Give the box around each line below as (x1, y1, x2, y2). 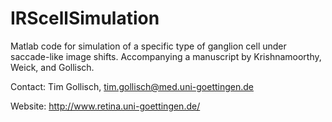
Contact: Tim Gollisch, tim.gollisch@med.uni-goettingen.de (10, 80, 255, 92)
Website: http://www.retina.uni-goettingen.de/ (10, 100, 201, 112)
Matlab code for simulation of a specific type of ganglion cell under (10, 40, 287, 52)
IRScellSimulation (10, 7, 160, 30)
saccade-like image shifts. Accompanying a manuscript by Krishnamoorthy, (10, 50, 322, 62)
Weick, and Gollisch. (10, 61, 95, 73)
